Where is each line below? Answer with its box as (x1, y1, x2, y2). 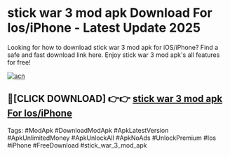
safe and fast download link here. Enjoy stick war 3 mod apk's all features (7, 51, 220, 59)
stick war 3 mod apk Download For (7, 5, 212, 21)
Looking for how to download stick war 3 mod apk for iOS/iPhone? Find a (7, 43, 219, 51)
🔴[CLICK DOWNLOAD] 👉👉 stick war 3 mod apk (7, 93, 223, 105)
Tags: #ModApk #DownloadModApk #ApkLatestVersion (7, 126, 169, 134)
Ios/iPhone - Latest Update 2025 (7, 20, 201, 36)
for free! (7, 58, 31, 66)
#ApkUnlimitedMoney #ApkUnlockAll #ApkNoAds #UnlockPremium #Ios (7, 134, 216, 142)
